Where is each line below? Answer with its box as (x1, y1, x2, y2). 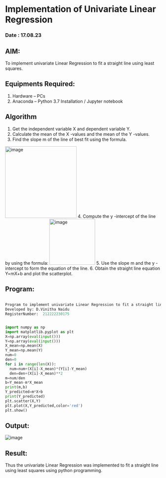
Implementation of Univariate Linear (5, 3, 157, 15)
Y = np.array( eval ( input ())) (5, 339, 61, 344)
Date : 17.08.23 (5, 32, 42, 39)
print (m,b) (5, 385, 28, 390)
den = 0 (5, 357, 16, 362)
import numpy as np (5, 325, 45, 330)
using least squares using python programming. (5, 468, 103, 474)
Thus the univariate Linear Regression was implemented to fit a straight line (5, 462, 159, 468)
